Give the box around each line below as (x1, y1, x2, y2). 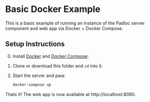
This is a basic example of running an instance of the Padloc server (5, 20, 145, 26)
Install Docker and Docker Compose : (12, 53, 89, 59)
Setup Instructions (5, 40, 65, 48)
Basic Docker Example (5, 3, 101, 15)
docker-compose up (12, 82, 51, 87)
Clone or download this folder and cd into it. (12, 62, 103, 68)
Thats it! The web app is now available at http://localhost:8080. (5, 91, 136, 97)
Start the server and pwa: (12, 72, 65, 78)
